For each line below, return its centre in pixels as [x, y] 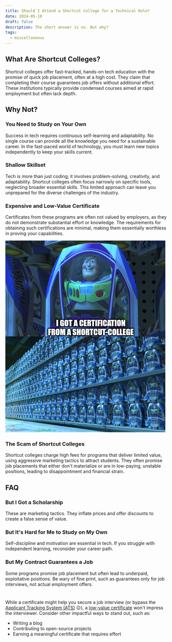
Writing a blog [27, 623]
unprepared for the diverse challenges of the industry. [62, 192]
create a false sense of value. [36, 519]
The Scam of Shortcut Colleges [45, 444]
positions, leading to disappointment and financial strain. [65, 472]
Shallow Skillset [26, 165]
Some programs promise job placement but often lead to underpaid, [77, 573]
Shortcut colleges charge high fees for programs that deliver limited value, [84, 455]
